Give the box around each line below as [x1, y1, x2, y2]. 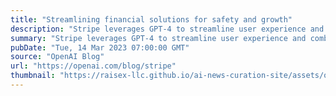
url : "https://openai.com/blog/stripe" [10, 61, 177, 71]
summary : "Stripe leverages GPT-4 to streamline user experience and [10, 33, 307, 43]
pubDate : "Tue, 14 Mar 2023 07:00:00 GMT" [10, 42, 190, 53]
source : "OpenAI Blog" [10, 52, 105, 62]
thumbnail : [10, 71, 56, 81]
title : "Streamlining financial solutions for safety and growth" [10, 14, 293, 25]
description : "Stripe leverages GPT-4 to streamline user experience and [10, 24, 325, 34]
